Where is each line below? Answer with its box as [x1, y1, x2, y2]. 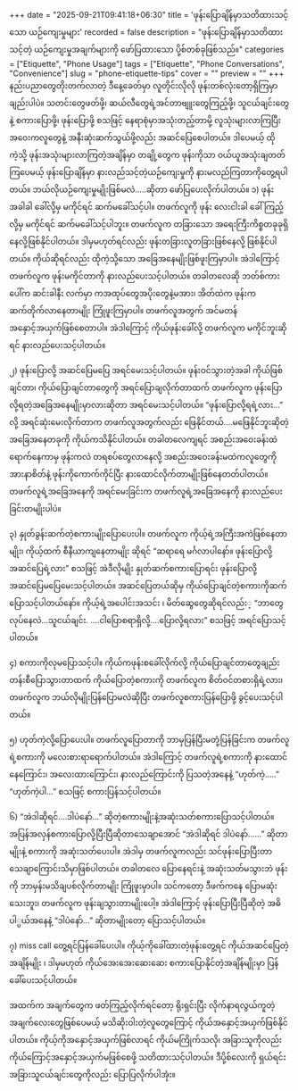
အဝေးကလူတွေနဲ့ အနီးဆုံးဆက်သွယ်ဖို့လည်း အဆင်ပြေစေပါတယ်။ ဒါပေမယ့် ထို [9, 132, 276, 143]
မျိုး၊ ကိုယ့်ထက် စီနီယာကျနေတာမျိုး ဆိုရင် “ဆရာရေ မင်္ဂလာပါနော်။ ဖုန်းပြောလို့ [9, 545, 273, 556]
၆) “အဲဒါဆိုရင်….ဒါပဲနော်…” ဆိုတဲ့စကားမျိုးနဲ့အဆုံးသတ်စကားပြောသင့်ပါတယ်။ [9, 812, 275, 821]
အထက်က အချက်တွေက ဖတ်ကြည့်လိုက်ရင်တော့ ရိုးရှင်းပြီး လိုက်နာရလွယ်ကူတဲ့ [9, 1000, 276, 1011]
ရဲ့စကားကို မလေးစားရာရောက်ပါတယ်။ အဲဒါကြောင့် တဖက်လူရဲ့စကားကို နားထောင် [9, 752, 288, 762]
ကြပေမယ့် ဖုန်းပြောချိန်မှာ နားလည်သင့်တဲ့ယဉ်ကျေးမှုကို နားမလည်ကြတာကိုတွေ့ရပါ [9, 167, 288, 177]
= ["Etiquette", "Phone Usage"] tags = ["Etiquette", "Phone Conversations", [9, 59, 285, 69]
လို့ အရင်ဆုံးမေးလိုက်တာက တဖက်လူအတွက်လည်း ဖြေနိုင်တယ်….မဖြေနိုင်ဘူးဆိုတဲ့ [9, 417, 290, 427]
